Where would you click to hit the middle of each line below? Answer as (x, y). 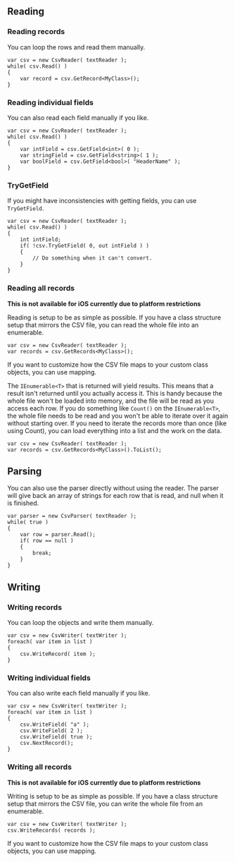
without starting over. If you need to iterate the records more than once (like (117, 423)
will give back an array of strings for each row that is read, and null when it (115, 496)
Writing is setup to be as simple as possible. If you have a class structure (113, 796)
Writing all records (40, 767)
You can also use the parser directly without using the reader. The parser (113, 488)
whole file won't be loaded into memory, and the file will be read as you (111, 401)
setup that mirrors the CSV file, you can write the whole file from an (105, 803)
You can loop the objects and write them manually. (81, 623)
